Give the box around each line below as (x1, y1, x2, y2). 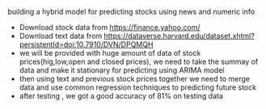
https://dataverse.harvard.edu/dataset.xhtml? (103, 31, 255, 40)
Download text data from (19, 31, 103, 40)
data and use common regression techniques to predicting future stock (19, 82, 256, 92)
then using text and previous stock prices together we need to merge (19, 74, 250, 83)
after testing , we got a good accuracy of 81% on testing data (19, 91, 224, 100)
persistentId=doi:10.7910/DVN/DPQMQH (19, 40, 154, 49)
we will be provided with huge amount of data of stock (19, 48, 201, 57)
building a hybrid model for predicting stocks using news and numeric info (7, 7, 255, 16)
